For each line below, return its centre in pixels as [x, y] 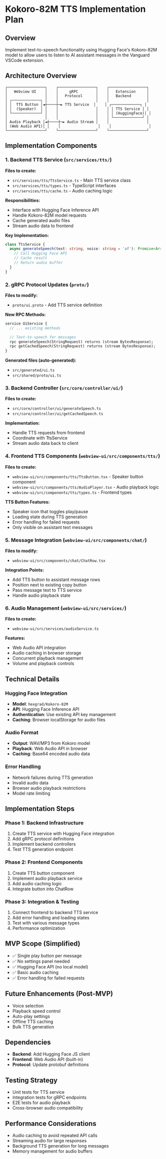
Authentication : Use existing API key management [64, 715]
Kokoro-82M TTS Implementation [75, 9]
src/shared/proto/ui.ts [37, 376]
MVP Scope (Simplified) [43, 944]
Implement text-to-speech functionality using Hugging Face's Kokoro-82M [81, 50]
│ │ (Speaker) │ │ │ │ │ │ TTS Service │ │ [77, 109]
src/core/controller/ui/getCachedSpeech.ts [58, 414]
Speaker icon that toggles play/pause [50, 511]
